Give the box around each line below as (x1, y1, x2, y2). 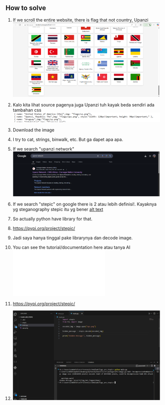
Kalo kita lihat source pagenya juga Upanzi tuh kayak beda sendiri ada (12, 102, 155, 108)
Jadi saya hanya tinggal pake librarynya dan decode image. (12, 235, 133, 241)
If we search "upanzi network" (12, 146, 74, 152)
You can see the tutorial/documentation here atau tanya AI (12, 245, 131, 251)
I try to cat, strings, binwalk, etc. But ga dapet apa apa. (12, 137, 123, 143)
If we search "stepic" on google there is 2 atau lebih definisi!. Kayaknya (12, 201, 157, 207)
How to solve (5, 4, 46, 12)
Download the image (12, 127, 55, 133)
